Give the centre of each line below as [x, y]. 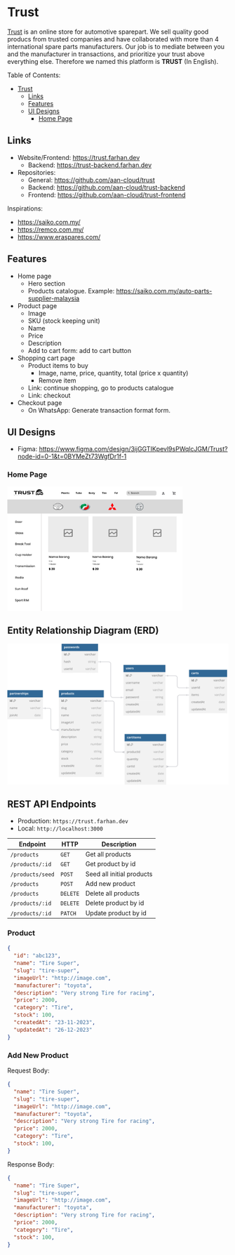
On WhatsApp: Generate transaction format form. [99, 410]
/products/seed [32, 875]
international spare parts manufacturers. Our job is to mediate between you [116, 46]
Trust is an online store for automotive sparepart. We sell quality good [108, 32]
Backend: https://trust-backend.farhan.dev [90, 165]
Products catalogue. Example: [71, 291]
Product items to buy [58, 365]
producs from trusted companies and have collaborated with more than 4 [113, 39]
